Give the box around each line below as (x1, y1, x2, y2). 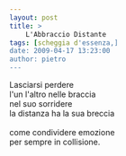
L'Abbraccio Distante (25, 30, 106, 39)
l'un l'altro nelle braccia (9, 89, 96, 100)
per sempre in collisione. (9, 136, 101, 147)
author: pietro (9, 55, 67, 64)
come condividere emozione (9, 127, 115, 137)
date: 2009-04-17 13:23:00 (9, 47, 111, 56)
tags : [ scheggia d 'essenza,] (9, 38, 119, 48)
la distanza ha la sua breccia (9, 108, 115, 118)
